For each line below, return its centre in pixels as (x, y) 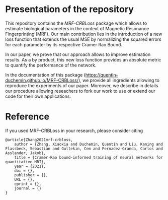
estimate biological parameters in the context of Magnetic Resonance (77, 28)
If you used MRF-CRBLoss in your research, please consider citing (74, 130)
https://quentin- (102, 75)
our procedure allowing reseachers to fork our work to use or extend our (80, 91)
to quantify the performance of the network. (51, 65)
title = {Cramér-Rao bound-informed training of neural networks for (89, 157)
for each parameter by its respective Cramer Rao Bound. (64, 44)
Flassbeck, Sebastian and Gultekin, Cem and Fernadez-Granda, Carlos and (84, 149)
